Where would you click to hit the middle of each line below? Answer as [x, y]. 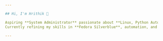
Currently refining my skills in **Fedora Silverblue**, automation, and [81, 27]
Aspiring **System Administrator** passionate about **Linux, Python [77, 22]
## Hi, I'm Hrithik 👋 [27, 14]
